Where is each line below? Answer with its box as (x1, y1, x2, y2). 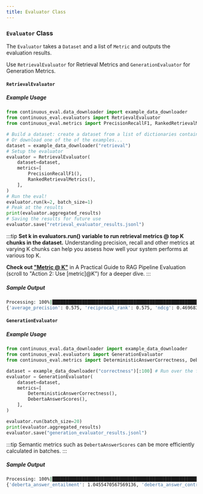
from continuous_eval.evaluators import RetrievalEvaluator (6, 115, 161, 121)
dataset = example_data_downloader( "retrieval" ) (6, 142, 131, 149)
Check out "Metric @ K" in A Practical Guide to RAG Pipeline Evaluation (6, 263, 186, 270)
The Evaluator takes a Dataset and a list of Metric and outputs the (6, 42, 171, 50)
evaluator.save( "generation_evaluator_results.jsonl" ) (6, 430, 147, 436)
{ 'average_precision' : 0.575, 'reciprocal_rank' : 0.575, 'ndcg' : (6, 304, 174, 311)
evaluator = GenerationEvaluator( (6, 373, 94, 379)
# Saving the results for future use (6, 216, 101, 222)
